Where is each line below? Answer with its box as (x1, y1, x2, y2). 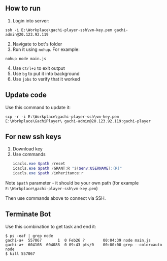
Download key (12, 146, 43, 152)
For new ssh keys (5, 133, 62, 141)
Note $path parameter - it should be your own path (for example (5, 180, 139, 186)
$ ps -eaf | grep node (5, 233, 53, 239)
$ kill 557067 (5, 251, 36, 256)
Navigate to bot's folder (12, 41, 62, 47)
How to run (5, 4, 41, 13)
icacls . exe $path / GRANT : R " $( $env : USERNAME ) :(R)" (12, 166, 122, 171)
